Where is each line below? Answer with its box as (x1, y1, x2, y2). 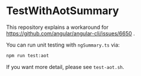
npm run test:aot (6, 52, 49, 58)
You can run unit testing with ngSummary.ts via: (6, 41, 120, 48)
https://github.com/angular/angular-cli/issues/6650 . (6, 29, 135, 37)
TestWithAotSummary (6, 4, 119, 18)
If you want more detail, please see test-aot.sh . (6, 63, 125, 70)
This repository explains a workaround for (6, 24, 109, 31)
